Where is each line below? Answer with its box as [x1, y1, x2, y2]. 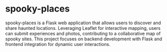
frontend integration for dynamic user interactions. [5, 41, 110, 47]
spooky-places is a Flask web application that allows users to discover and [5, 20, 161, 26]
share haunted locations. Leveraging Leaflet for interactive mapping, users [5, 25, 161, 31]
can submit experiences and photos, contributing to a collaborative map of [5, 30, 161, 36]
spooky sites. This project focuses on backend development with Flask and [5, 36, 162, 42]
